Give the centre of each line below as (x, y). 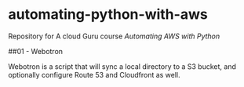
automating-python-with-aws (108, 14)
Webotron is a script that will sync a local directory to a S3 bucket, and (122, 66)
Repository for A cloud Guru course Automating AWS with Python (114, 36)
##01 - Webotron (36, 51)
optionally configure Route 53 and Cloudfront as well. (94, 74)
